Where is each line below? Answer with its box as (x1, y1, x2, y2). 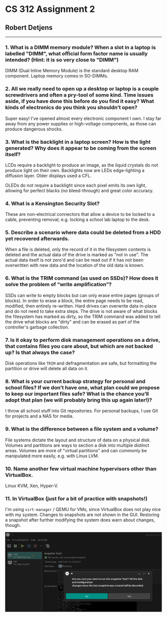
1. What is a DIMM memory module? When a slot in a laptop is (5, 44, 156, 51)
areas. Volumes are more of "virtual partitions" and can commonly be (5, 447, 147, 453)
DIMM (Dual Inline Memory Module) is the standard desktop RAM (5, 68, 139, 74)
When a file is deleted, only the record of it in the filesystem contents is (5, 246, 151, 252)
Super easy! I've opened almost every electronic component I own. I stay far (5, 115, 162, 121)
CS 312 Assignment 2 (5, 3, 95, 15)
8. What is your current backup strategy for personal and (5, 378, 146, 385)
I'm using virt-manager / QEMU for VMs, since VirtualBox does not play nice (5, 507, 161, 513)
